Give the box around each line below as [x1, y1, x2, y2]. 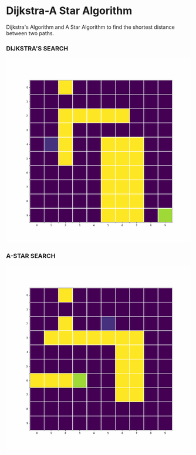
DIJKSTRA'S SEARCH [6, 44, 69, 52]
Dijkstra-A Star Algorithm [6, 4, 133, 18]
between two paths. [6, 29, 55, 36]
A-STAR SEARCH [6, 252, 56, 260]
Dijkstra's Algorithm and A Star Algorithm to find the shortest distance [6, 23, 175, 30]
